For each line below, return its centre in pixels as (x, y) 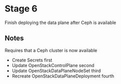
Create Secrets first (32, 60)
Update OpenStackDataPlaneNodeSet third (56, 70)
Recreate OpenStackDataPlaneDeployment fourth (63, 76)
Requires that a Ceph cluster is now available (51, 50)
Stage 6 (21, 9)
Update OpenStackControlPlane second (53, 65)
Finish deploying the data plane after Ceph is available (60, 22)
